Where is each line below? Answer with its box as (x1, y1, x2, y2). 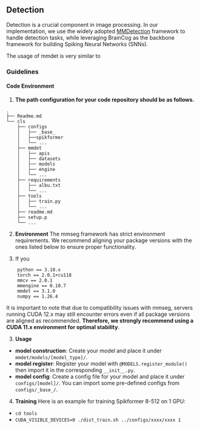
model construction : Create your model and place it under (15, 347, 162, 354)
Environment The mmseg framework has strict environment (15, 230, 165, 237)
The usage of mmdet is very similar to (6, 52, 101, 60)
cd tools (15, 410, 38, 416)
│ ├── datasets (17, 155, 61, 162)
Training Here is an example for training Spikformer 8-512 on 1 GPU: (15, 397, 186, 405)
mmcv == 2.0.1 (17, 277, 53, 284)
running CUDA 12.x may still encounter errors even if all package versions (6, 310, 190, 318)
